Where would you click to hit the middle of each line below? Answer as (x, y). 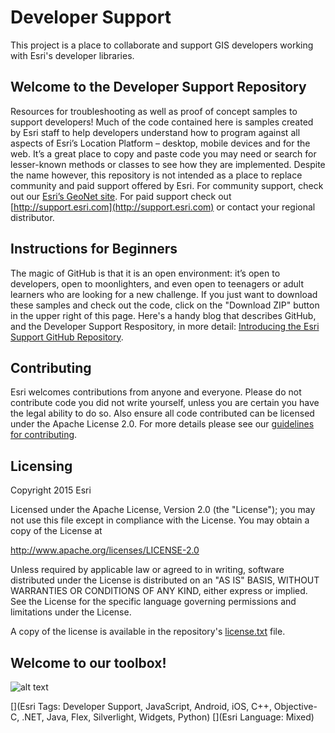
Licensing (41, 466)
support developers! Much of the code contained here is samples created (162, 122)
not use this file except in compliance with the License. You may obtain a (160, 520)
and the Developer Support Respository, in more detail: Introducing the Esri (165, 326)
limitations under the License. (71, 612)
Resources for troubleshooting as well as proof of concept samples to (154, 111)
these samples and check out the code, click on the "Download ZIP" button (165, 305)
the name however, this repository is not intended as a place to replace (156, 175)
